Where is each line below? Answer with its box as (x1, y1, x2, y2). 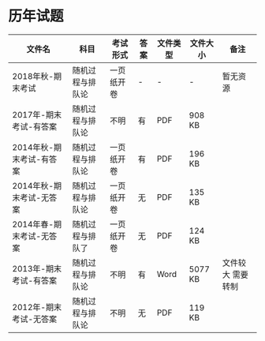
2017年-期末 (12, 109, 62, 120)
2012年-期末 (12, 302, 62, 313)
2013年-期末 (12, 263, 62, 274)
